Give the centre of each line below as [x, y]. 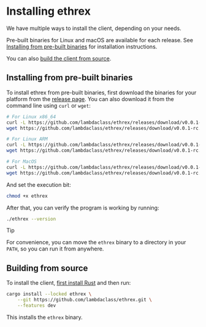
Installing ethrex [48, 11]
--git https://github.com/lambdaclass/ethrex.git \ [85, 300]
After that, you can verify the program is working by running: [83, 208]
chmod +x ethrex [27, 196]
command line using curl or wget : [48, 105]
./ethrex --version [31, 219]
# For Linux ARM [27, 139]
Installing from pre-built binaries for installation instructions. [82, 47]
